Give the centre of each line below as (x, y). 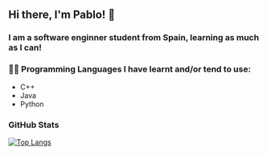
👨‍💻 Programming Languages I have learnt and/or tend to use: (130, 69)
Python (32, 104)
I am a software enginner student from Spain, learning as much (134, 38)
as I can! (25, 47)
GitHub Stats (34, 124)
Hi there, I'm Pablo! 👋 (62, 15)
